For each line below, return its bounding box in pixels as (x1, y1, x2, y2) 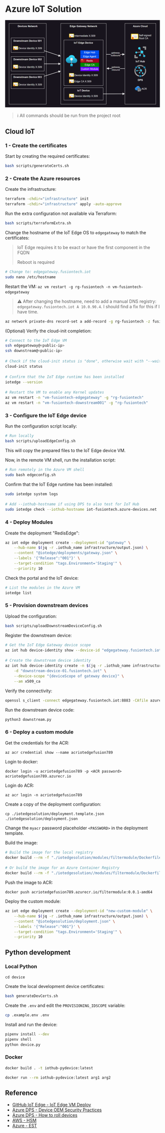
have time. (17, 309, 38, 315)
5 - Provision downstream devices (5, 602, 88, 609)
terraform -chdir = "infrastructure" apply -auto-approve (5, 202, 122, 207)
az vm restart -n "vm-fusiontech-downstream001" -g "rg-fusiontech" (5, 400, 148, 405)
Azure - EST (12, 1123, 37, 1129)
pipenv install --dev (5, 1031, 50, 1036)
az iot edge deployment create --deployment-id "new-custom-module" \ (5, 909, 153, 914)
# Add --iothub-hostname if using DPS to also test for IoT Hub (5, 502, 139, 507)
